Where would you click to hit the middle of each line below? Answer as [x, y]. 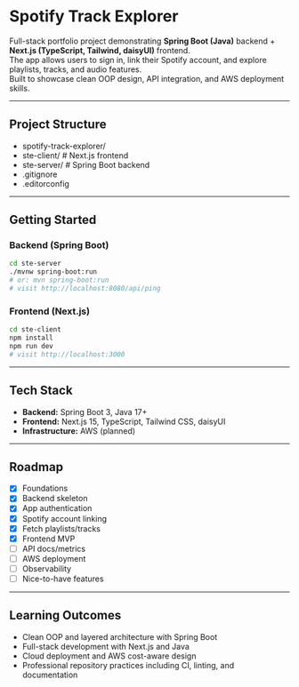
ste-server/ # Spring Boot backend [86, 164]
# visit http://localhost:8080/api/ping [85, 289]
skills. [20, 88]
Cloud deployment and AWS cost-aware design [109, 656]
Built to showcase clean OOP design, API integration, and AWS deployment [147, 78]
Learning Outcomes [65, 615]
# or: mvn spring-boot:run [59, 280]
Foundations [45, 488]
